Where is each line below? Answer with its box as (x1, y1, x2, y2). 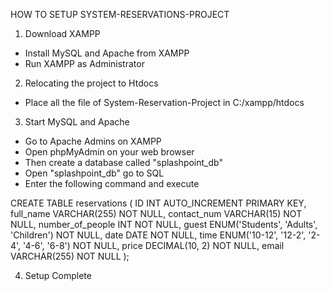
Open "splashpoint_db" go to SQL (24, 167, 165, 179)
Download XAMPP (24, 28, 101, 39)
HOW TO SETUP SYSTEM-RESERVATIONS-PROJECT (10, 9, 230, 20)
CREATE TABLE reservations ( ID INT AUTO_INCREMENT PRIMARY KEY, (10, 197, 307, 209)
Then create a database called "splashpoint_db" (24, 157, 223, 168)
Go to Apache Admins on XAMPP (24, 135, 162, 147)
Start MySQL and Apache (24, 116, 130, 128)
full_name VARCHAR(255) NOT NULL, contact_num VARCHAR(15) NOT (10, 208, 303, 219)
